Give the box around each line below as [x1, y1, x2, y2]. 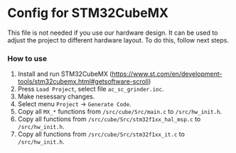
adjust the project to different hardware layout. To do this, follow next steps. [7, 35, 230, 44]
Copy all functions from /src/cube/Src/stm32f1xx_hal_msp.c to [17, 115, 201, 123]
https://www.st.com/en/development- [112, 69, 222, 79]
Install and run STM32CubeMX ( [17, 69, 112, 79]
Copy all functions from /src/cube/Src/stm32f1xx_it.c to [17, 130, 185, 139]
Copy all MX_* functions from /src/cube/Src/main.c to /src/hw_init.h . [17, 108, 222, 116]
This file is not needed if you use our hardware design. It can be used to [7, 28, 218, 37]
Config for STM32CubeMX [7, 5, 169, 21]
